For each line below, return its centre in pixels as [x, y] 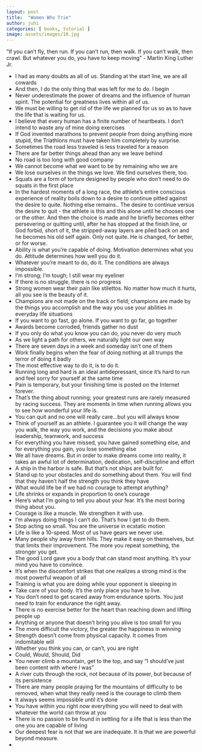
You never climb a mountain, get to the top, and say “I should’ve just [99, 661]
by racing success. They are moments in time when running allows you [103, 404]
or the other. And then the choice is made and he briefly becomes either [105, 218]
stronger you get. [36, 552]
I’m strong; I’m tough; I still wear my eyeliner [70, 275]
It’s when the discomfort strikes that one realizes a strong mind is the [101, 571]
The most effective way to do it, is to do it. [67, 365]
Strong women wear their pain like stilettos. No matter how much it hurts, [106, 289]
